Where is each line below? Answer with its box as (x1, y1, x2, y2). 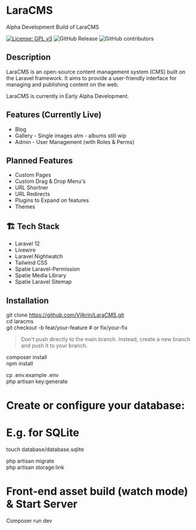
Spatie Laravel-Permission (14, 265, 80, 272)
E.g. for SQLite (6, 426, 79, 440)
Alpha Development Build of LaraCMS (6, 23, 100, 30)
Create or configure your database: (6, 399, 185, 412)
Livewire (14, 246, 36, 254)
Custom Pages (14, 171, 51, 179)
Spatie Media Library (14, 272, 67, 279)
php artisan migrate (6, 458, 55, 465)
